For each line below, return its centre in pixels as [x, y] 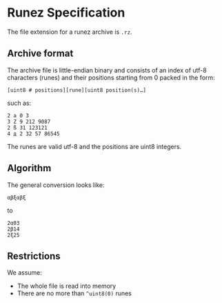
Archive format [40, 53]
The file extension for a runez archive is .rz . [70, 32]
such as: [19, 103]
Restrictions [34, 256]
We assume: [25, 273]
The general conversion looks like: [56, 185]
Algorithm [29, 168]
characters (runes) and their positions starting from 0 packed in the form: [111, 77]
